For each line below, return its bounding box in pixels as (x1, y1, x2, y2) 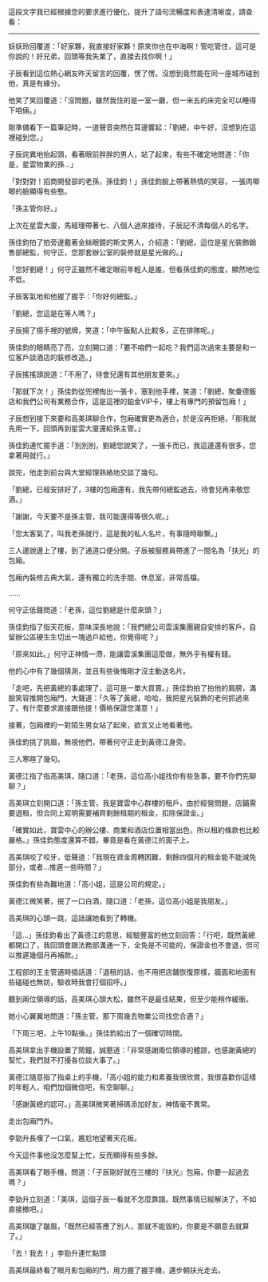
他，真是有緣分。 (8, 78, 65, 88)
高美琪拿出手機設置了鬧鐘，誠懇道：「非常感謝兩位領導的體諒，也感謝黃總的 (8, 1045, 257, 1055)
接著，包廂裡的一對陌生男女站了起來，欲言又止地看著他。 (8, 720, 197, 730)
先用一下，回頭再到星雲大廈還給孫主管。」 (8, 423, 145, 433)
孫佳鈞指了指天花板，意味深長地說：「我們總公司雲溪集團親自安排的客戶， (8, 623, 250, 631)
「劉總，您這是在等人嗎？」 (8, 309, 100, 318)
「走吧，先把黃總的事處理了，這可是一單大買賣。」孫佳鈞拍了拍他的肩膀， (8, 683, 250, 692)
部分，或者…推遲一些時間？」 (8, 863, 106, 871)
